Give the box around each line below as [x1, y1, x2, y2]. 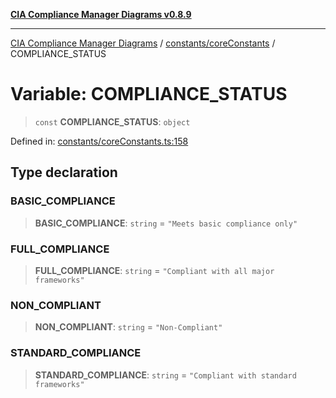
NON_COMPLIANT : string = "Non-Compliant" [34, 321, 223, 333]
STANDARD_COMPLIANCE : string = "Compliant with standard [34, 369, 297, 381]
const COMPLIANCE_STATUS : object [34, 115, 191, 128]
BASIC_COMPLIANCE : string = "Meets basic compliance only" [34, 217, 298, 229]
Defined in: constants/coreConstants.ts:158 [10, 135, 189, 147]
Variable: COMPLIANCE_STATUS [10, 83, 288, 106]
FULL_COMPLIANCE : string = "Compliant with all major [34, 264, 275, 276]
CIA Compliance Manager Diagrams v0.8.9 [10, 9, 192, 20]
